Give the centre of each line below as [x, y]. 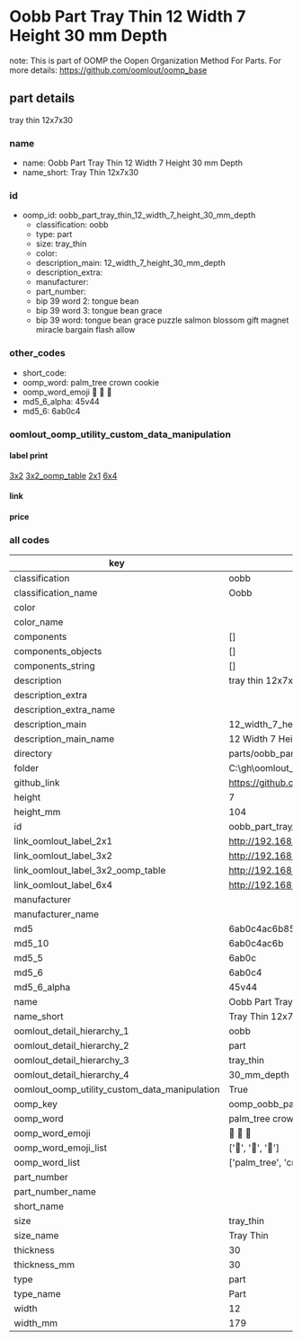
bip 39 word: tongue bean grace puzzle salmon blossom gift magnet [162, 320]
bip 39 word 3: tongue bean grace [99, 311]
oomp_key [36, 1105]
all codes [30, 539]
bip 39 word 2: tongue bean [87, 301]
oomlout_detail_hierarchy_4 [71, 1075]
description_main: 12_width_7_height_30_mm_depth [131, 263]
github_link [37, 783]
